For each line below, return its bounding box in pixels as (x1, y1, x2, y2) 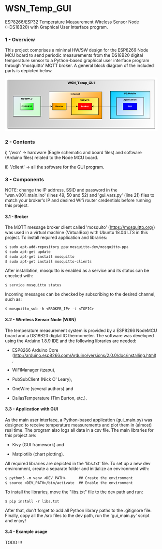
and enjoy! (5, 518, 26, 523)
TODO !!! (5, 540, 23, 545)
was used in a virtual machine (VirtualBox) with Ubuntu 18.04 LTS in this (5, 230, 148, 235)
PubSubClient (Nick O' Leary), (12, 376, 73, 382)
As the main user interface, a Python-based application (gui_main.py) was (5, 417, 152, 423)
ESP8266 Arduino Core (12, 347, 59, 353)
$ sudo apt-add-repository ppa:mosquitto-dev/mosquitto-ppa (5, 245, 129, 250)
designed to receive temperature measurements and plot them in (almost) (5, 422, 152, 428)
